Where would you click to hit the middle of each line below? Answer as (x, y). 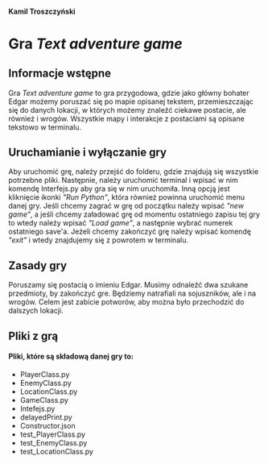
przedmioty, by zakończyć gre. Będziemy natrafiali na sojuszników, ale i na (132, 293)
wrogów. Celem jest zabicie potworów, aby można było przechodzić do (126, 302)
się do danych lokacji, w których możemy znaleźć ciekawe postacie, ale (128, 110)
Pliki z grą (33, 336)
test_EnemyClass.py (54, 442)
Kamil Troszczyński (42, 11)
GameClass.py (44, 400)
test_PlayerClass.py (53, 434)
